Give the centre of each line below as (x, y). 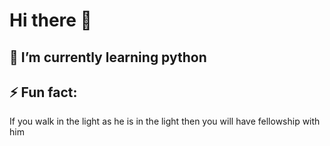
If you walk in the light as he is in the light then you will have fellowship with (165, 121)
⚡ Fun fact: (43, 92)
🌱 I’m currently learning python (108, 57)
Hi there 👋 (50, 20)
